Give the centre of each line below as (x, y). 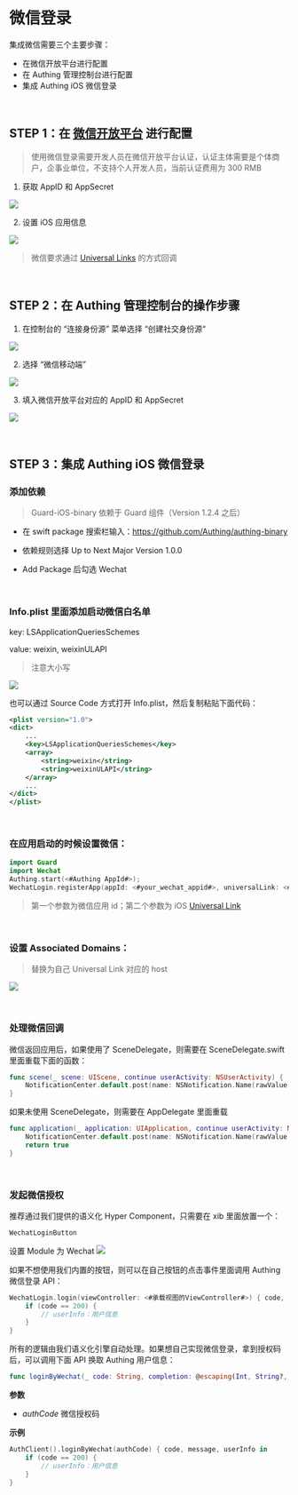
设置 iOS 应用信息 (54, 222)
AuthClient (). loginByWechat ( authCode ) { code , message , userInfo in (138, 1450)
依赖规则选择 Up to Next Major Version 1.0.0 (102, 551)
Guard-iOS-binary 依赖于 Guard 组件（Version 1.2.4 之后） (138, 513)
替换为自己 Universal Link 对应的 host (99, 969)
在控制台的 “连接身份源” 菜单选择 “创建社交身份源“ (114, 329)
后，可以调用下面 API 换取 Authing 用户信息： (92, 1360)
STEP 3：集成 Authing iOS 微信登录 (107, 464)
